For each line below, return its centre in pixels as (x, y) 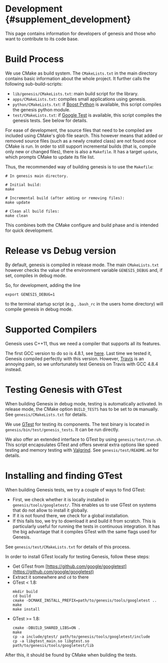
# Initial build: (23, 185)
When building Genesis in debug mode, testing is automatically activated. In (84, 403)
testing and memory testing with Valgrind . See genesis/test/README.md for (82, 450)
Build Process (34, 59)
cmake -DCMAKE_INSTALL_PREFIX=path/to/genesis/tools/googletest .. (85, 600)
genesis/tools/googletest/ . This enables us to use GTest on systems (85, 505)
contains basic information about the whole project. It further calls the (77, 78)
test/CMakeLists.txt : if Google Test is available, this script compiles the (87, 115)
